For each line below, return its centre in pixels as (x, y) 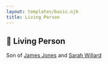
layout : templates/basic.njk (42, 12)
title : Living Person (33, 17)
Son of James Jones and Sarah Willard (54, 55)
